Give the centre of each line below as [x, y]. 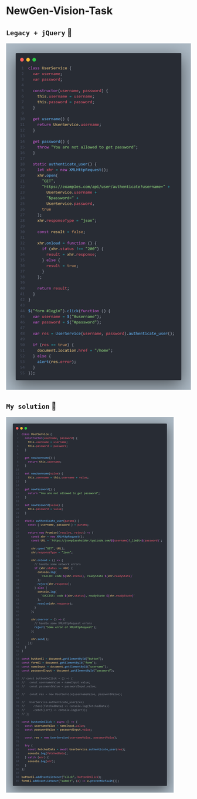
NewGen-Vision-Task [60, 11]
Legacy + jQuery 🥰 [39, 33]
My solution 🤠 [31, 406]
